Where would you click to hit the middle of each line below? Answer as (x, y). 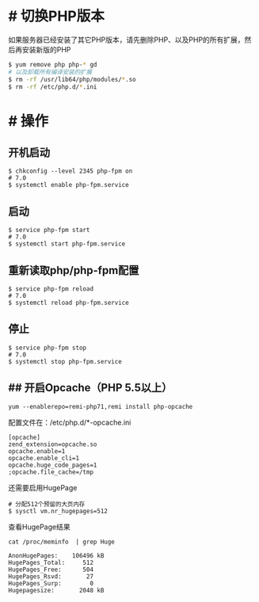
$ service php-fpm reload (51, 289)
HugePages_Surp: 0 (51, 583)
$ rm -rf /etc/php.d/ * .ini (53, 87)
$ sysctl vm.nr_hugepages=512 (58, 511)
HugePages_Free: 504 (51, 570)
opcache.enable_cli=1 (44, 458)
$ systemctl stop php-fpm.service (65, 361)
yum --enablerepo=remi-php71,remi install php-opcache (101, 406)
